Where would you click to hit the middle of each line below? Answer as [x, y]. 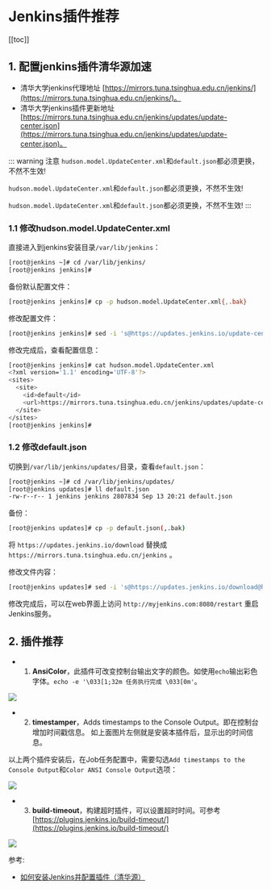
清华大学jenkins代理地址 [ [63, 88]
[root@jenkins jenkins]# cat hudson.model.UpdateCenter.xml [112, 365]
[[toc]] [19, 39]
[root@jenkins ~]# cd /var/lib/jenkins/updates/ [92, 482]
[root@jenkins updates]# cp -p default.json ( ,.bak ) [97, 528]
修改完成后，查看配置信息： [54, 350]
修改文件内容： [33, 572]
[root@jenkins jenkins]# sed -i [63, 333]
